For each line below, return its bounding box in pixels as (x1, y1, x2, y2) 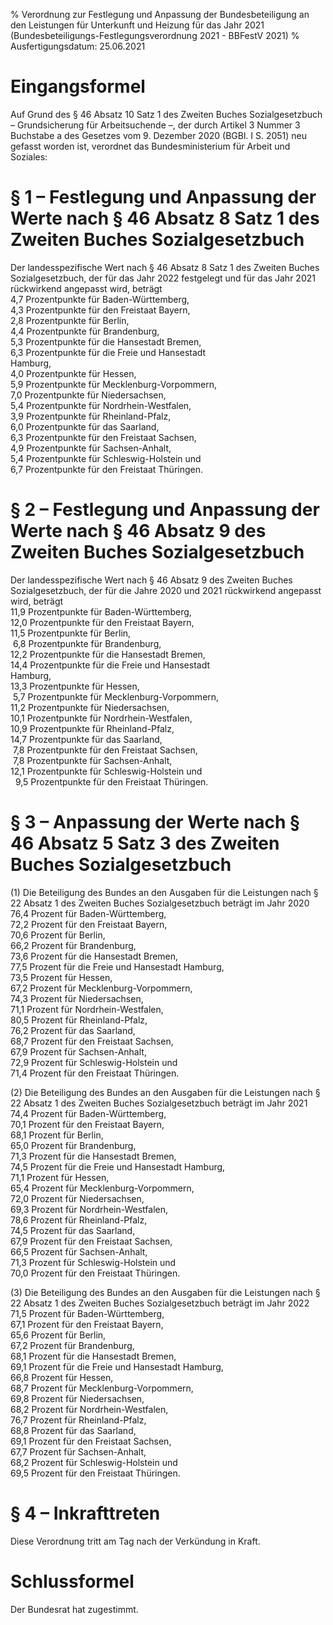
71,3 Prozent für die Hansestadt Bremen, (10, 1150, 177, 1162)
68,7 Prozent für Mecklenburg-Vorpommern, (10, 1382, 194, 1394)
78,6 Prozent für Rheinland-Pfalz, (10, 1214, 148, 1226)
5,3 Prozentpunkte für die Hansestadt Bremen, (10, 335, 202, 348)
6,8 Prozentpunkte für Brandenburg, (12, 637, 162, 649)
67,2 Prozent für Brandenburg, (10, 1339, 135, 1351)
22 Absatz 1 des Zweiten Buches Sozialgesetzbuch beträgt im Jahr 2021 (10, 1097, 308, 1109)
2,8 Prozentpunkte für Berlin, (10, 314, 130, 326)
